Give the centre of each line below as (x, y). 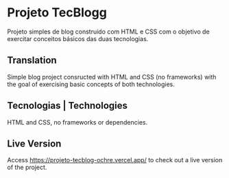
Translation (32, 61)
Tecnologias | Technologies (68, 106)
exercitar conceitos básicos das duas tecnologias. (78, 38)
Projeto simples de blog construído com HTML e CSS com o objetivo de (109, 31)
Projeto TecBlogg (57, 13)
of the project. (27, 167)
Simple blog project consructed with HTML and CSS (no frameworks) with (112, 77)
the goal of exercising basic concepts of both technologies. (91, 84)
